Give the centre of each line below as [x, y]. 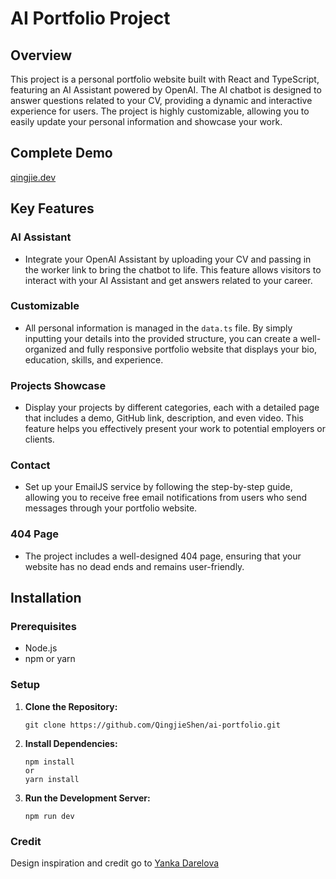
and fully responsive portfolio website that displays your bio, [193, 349]
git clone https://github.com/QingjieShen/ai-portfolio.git [152, 725]
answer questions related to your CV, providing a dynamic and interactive [161, 100]
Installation [46, 598]
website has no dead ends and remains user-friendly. [134, 566]
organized [45, 349]
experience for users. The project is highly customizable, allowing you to [160, 111]
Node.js [41, 648]
